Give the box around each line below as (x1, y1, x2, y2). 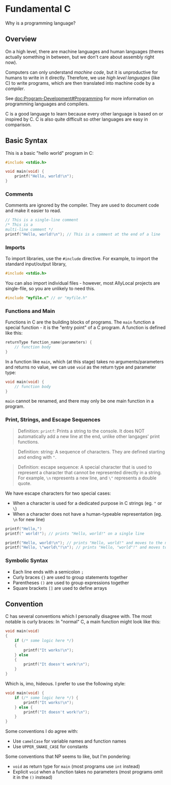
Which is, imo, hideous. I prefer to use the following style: (5, 681, 126, 687)
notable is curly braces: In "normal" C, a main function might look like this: (5, 619, 161, 625)
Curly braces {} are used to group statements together (12, 574, 128, 580)
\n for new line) (12, 516, 45, 522)
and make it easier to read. (5, 207, 62, 214)
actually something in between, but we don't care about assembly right (5, 54, 154, 60)
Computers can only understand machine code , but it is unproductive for (5, 69, 158, 75)
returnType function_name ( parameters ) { (5, 340, 93, 345)
